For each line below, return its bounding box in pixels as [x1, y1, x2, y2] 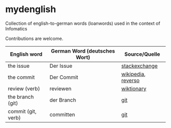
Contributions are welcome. [5, 35, 64, 41]
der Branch [49, 96, 76, 103]
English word [10, 51, 43, 58]
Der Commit [49, 73, 78, 80]
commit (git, [8, 108, 37, 115]
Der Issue [49, 62, 73, 69]
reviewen [49, 85, 72, 92]
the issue [8, 62, 30, 69]
